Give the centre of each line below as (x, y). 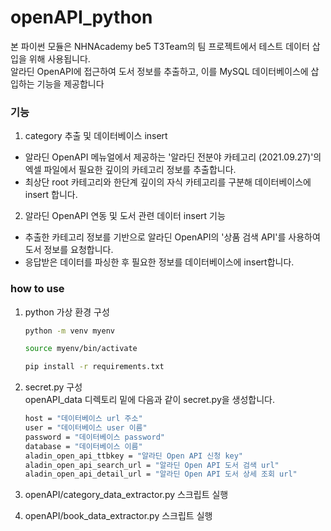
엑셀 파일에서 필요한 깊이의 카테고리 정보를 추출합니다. (130, 170)
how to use (37, 289)
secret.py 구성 (53, 387)
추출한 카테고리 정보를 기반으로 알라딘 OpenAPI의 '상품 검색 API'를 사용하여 (172, 237)
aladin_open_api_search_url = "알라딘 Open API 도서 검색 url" (152, 465)
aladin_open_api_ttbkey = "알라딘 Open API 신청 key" (134, 456)
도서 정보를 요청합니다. (69, 250)
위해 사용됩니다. (59, 58)
